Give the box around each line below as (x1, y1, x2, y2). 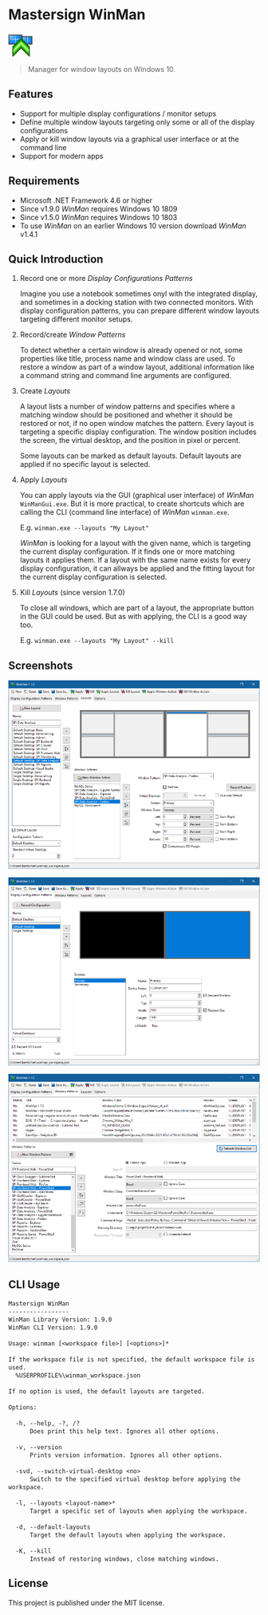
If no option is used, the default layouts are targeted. (8, 1388, 205, 1396)
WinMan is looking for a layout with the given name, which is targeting (19, 539, 251, 548)
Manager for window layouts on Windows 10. (27, 64, 175, 73)
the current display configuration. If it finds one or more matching (19, 547, 235, 556)
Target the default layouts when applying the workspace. (29, 1531, 227, 1539)
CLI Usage (8, 1277, 61, 1291)
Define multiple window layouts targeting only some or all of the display (19, 117, 255, 127)
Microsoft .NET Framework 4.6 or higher (19, 195, 153, 205)
